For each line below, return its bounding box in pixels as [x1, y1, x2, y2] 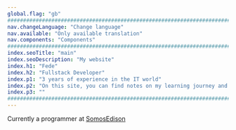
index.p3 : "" [7, 89, 46, 96]
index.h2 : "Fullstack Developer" [7, 69, 105, 76]
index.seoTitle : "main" [7, 50, 77, 57]
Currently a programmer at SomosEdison [7, 115, 126, 123]
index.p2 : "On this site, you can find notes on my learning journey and [7, 82, 228, 89]
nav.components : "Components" [7, 37, 96, 44]
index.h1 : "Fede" [7, 63, 58, 70]
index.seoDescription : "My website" [7, 56, 114, 63]
